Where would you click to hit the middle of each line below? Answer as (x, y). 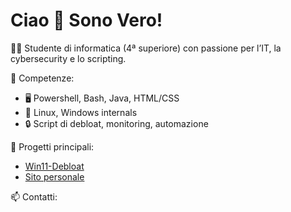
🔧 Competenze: (42, 78)
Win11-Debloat (54, 166)
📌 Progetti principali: (52, 146)
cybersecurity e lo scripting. (68, 58)
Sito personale (54, 176)
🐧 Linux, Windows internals (81, 112)
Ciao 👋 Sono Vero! (86, 20)
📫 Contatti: (34, 196)
